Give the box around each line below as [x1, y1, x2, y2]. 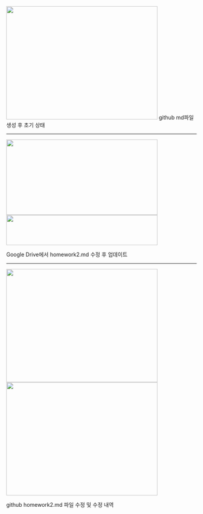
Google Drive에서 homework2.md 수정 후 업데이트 [6, 251, 128, 258]
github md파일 [158, 114, 195, 121]
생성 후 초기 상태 [6, 121, 45, 129]
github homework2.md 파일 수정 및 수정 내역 [6, 501, 114, 508]
